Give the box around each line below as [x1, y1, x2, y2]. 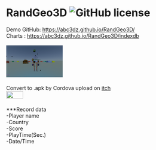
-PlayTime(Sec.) [6, 131, 47, 138]
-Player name [6, 112, 39, 119]
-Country [6, 118, 29, 125]
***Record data [6, 106, 47, 113]
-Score [6, 125, 24, 132]
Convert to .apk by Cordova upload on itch [6, 84, 111, 91]
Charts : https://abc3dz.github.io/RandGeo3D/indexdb [6, 32, 139, 39]
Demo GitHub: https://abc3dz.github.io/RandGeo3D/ [6, 26, 135, 33]
